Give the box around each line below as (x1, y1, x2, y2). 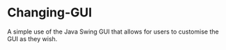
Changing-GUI (7, 5, 92, 21)
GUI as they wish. (7, 34, 58, 42)
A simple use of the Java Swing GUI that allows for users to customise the (7, 27, 219, 36)
